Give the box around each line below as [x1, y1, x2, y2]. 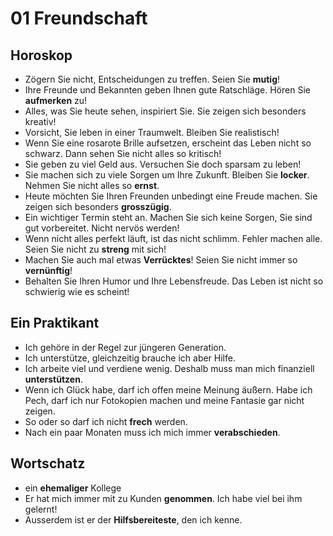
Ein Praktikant [10, 315, 100, 332]
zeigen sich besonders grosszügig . [24, 201, 172, 212]
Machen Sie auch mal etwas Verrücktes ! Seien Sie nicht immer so [24, 254, 298, 266]
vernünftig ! [24, 265, 73, 276]
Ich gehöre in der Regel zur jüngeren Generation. [24, 341, 227, 353]
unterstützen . [24, 373, 83, 385]
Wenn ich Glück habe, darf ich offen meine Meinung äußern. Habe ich [24, 383, 313, 396]
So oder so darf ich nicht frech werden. [24, 415, 188, 427]
